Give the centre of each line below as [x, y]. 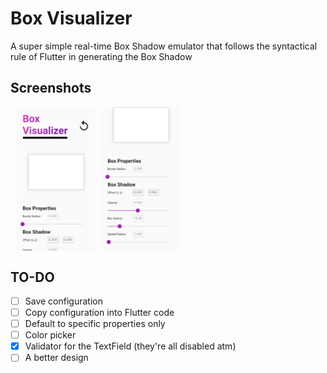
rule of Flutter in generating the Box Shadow [101, 56]
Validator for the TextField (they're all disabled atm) [130, 346]
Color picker [50, 335]
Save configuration [63, 301]
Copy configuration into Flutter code [99, 313]
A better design [56, 358]
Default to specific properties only [95, 324]
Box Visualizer [71, 18]
